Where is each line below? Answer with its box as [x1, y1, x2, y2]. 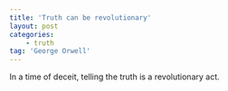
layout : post [9, 22, 59, 31]
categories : [9, 30, 54, 39]
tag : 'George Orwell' [9, 47, 91, 56]
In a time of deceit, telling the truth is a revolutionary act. [9, 71, 220, 82]
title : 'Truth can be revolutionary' [9, 13, 152, 23]
